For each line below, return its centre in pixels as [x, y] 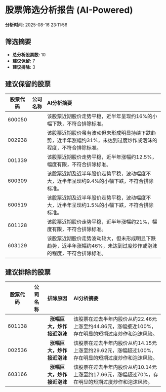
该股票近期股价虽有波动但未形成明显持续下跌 [99, 133]
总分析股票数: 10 [29, 54]
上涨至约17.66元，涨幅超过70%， [113, 375]
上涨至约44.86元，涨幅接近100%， [115, 326]
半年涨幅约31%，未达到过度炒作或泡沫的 [109, 140]
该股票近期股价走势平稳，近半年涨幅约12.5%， [102, 157]
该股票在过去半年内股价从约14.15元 [115, 343]
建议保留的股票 [28, 84]
